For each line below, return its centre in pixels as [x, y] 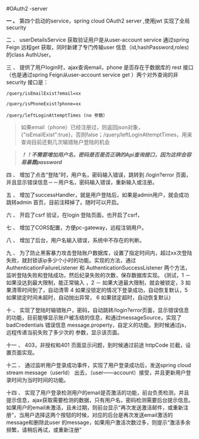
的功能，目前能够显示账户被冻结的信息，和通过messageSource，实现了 [94, 317]
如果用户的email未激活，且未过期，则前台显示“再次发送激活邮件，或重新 [95, 407]
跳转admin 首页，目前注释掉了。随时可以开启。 [64, 202]
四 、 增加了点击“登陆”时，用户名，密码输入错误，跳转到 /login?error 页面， [99, 175]
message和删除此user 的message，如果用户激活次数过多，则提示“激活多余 [98, 422]
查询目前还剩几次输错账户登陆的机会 [65, 142]
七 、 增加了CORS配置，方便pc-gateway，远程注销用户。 [77, 228]
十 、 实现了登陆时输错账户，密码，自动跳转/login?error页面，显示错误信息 [98, 310]
